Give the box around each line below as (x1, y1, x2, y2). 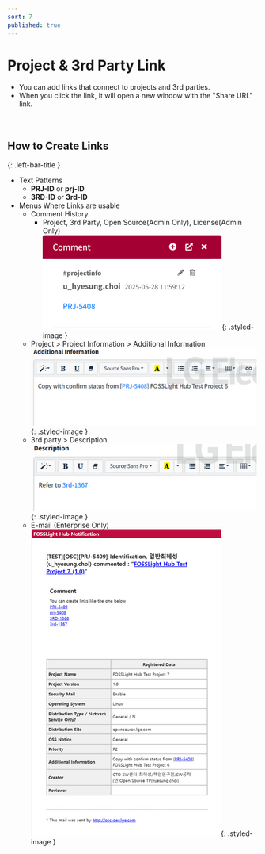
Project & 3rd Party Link (7, 56, 166, 75)
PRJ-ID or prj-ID (30, 184, 85, 193)
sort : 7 (7, 13, 33, 21)
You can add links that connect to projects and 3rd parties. (18, 82, 210, 92)
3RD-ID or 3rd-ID (30, 193, 88, 202)
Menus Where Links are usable (18, 201, 120, 210)
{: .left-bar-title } (7, 160, 61, 170)
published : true (7, 21, 61, 29)
